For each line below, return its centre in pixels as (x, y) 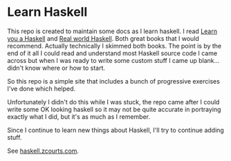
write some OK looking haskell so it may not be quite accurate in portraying (114, 109)
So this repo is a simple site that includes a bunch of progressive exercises (113, 81)
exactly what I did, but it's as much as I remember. (79, 116)
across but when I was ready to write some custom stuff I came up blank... (113, 60)
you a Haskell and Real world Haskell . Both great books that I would (103, 38)
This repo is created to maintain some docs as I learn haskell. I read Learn (112, 31)
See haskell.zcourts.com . (43, 151)
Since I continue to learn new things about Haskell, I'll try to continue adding (116, 130)
